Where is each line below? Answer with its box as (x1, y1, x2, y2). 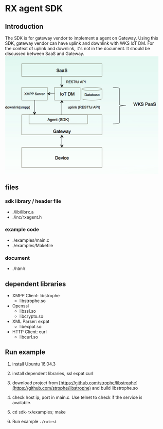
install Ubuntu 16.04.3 (12, 361, 56, 367)
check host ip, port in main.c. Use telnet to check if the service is (12, 394, 143, 400)
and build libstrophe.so (91, 385, 138, 391)
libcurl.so (19, 334, 38, 340)
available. (12, 399, 32, 405)
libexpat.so (19, 323, 42, 329)
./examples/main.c (12, 237, 50, 243)
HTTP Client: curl (12, 329, 47, 335)
